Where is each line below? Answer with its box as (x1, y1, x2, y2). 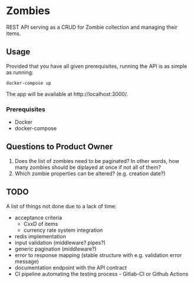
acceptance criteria (14, 214, 63, 221)
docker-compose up (6, 80, 51, 86)
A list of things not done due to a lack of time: (6, 202, 117, 209)
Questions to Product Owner (6, 142, 113, 152)
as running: (6, 69, 34, 76)
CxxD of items (23, 220, 58, 227)
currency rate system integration (23, 227, 103, 234)
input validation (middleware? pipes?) (14, 239, 106, 246)
